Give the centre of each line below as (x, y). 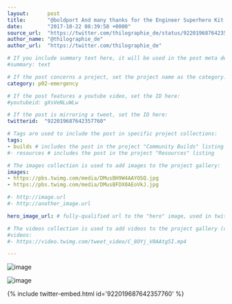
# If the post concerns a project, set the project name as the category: (117, 77)
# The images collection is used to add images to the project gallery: (114, 165)
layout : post (33, 13)
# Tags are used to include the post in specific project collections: (112, 134)
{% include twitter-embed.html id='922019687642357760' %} (96, 294)
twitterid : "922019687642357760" (57, 122)
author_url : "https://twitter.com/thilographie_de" (85, 46)
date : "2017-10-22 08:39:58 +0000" (69, 26)
